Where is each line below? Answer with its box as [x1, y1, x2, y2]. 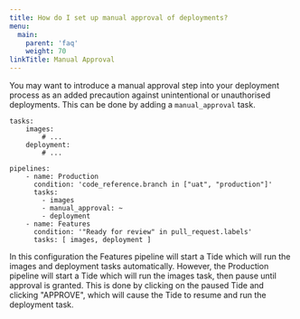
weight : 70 [25, 47, 67, 56]
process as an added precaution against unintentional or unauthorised [9, 89, 271, 100]
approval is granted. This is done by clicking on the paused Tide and [9, 280, 265, 290]
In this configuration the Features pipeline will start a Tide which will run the [9, 251, 291, 262]
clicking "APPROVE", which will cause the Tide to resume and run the [9, 290, 267, 300]
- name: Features [25, 220, 91, 229]
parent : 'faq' [25, 38, 79, 48]
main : [17, 30, 39, 39]
